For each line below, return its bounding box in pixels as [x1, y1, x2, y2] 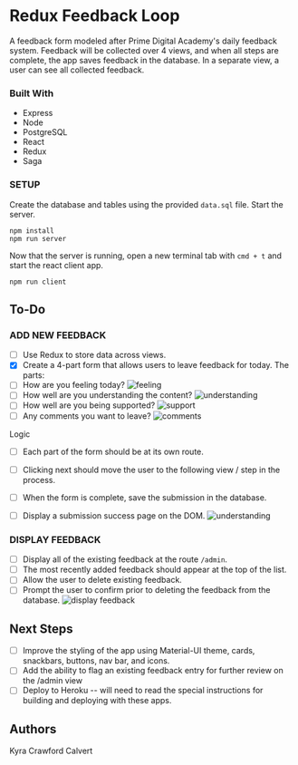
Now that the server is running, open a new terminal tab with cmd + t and [9, 250, 283, 261]
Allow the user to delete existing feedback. [22, 575, 183, 586]
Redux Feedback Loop [9, 5, 180, 26]
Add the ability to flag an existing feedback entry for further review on [22, 665, 284, 676]
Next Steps [9, 621, 73, 636]
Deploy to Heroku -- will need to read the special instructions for [22, 685, 264, 696]
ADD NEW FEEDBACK [9, 328, 107, 341]
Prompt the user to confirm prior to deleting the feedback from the [22, 585, 271, 596]
